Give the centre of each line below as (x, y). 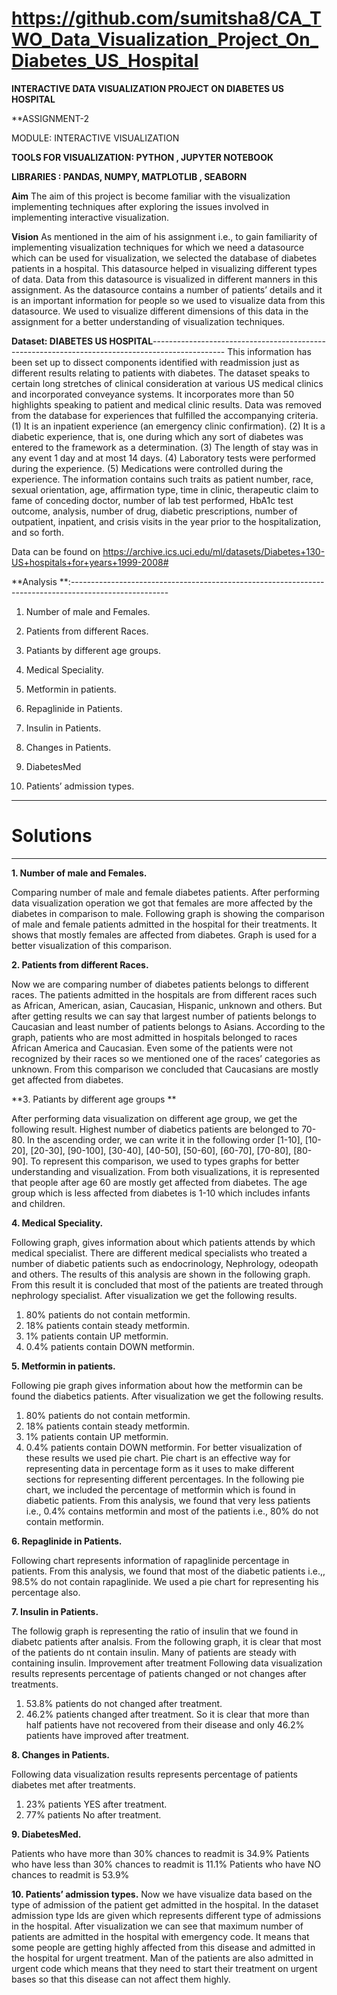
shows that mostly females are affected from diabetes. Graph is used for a (164, 934)
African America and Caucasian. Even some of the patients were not (152, 1048)
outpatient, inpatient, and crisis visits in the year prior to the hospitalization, (166, 521)
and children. (38, 1203)
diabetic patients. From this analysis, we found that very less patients (168, 1500)
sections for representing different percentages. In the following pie (165, 1479)
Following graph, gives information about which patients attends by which (163, 1242)
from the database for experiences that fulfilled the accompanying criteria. (165, 415)
